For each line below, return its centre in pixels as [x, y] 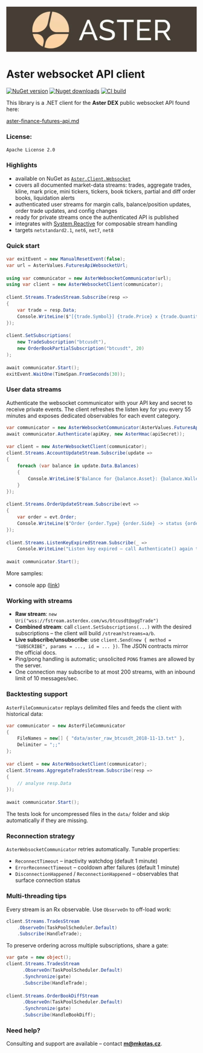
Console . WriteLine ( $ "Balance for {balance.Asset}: [93, 479]
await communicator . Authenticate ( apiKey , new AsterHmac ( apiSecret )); [96, 434]
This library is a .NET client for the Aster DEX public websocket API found [98, 103]
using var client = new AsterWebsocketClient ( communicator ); [85, 285]
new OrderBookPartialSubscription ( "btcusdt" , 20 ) [81, 349]
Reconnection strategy [41, 836]
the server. [28, 666]
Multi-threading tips [37, 896]
